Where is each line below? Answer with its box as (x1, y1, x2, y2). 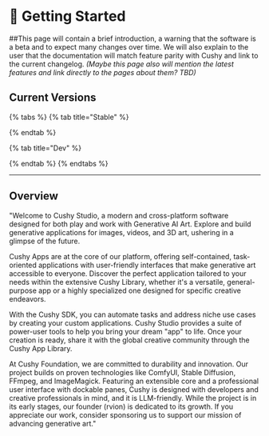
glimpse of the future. (9, 236, 81, 246)
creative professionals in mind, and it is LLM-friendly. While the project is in (9, 393, 257, 402)
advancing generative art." (9, 418, 97, 428)
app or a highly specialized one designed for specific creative (38, 286, 242, 295)
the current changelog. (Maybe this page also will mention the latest (9, 59, 235, 69)
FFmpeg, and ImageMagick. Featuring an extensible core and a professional (9, 376, 259, 386)
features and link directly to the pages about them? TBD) (9, 67, 196, 77)
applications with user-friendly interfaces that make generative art (38, 260, 256, 270)
